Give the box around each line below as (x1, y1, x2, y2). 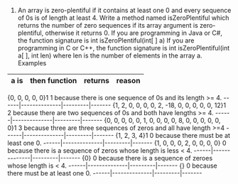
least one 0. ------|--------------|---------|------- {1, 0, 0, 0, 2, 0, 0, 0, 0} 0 (7, 139, 227, 147)
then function (29, 76, 77, 85)
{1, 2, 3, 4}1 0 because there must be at (115, 131, 231, 139)
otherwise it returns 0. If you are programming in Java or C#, (45, 28, 222, 37)
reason (116, 76, 141, 85)
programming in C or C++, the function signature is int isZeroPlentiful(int (17, 44, 230, 52)
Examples (17, 59, 47, 67)
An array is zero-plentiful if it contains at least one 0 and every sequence (17, 6, 232, 14)
